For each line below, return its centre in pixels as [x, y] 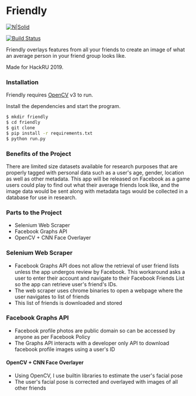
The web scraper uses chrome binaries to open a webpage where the [99, 290]
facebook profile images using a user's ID [65, 349]
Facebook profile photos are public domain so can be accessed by [95, 331]
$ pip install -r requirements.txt [49, 133]
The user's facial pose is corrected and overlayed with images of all [96, 382]
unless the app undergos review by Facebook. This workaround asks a [100, 272]
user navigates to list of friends [52, 297]
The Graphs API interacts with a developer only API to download [92, 343]
